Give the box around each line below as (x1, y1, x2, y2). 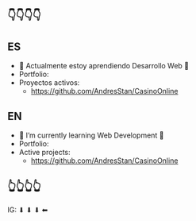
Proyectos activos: (18, 78, 80, 87)
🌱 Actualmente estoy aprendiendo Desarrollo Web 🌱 (18, 61, 190, 71)
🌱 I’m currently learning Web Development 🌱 (18, 130, 164, 140)
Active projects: (18, 148, 71, 157)
